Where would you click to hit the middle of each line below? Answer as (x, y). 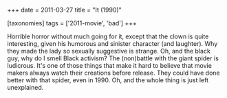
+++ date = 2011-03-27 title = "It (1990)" (64, 10)
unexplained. (25, 87)
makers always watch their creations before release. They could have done (113, 73)
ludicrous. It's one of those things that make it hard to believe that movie (109, 65)
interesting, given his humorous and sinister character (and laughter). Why (112, 44)
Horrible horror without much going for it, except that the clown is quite (108, 36)
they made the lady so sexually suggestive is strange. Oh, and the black (109, 51)
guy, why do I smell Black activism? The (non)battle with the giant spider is (113, 58)
